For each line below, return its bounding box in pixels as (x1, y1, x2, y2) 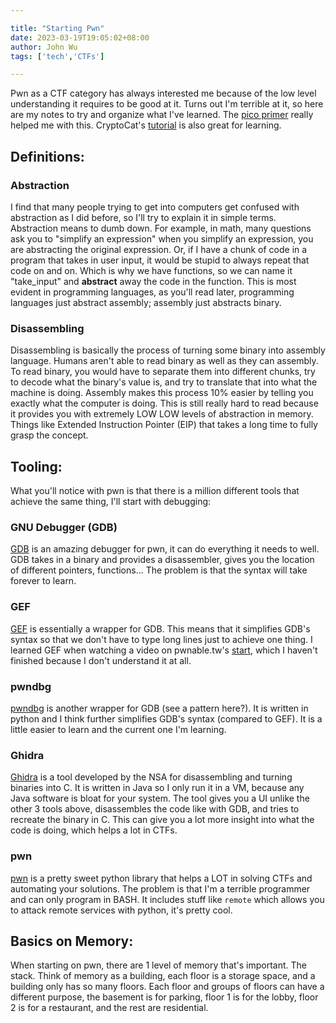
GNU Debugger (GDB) (10, 520, 118, 534)
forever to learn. (10, 575, 77, 587)
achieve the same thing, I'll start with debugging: (10, 496, 212, 508)
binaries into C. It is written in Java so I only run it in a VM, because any (10, 782, 305, 794)
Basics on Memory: (10, 932, 134, 950)
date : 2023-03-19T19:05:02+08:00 (10, 32, 150, 43)
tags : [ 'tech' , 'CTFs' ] (10, 51, 105, 61)
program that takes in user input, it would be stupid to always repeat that (10, 254, 310, 266)
